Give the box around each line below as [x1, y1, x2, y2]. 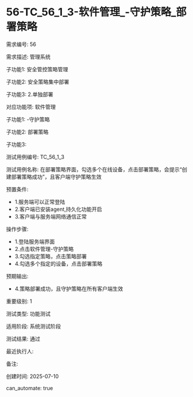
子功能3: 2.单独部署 [6, 91, 54, 98]
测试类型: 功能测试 [6, 310, 51, 317]
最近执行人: [6, 348, 34, 355]
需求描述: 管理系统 [6, 53, 51, 60]
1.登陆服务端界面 [14, 238, 55, 245]
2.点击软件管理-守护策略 [14, 245, 74, 252]
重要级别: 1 [6, 297, 32, 305]
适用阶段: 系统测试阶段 [6, 322, 61, 330]
